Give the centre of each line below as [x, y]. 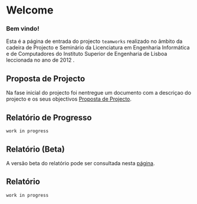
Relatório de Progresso [49, 117]
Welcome [30, 10]
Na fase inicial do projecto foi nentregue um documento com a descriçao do [99, 93]
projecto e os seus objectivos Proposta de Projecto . [69, 99]
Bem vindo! [23, 29]
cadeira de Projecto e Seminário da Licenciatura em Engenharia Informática [98, 48]
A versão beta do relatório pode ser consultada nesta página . [81, 163]
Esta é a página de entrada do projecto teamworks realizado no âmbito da [94, 41]
